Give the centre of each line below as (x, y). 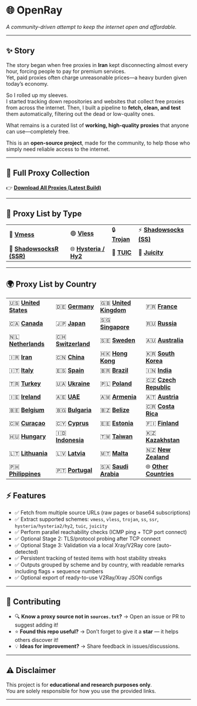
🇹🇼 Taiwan (116, 436)
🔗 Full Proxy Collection (48, 173)
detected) (26, 552)
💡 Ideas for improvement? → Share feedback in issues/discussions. (97, 646)
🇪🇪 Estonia (117, 423)
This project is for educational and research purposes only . (79, 684)
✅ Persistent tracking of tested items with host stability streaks (90, 558)
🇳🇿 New (158, 450)
